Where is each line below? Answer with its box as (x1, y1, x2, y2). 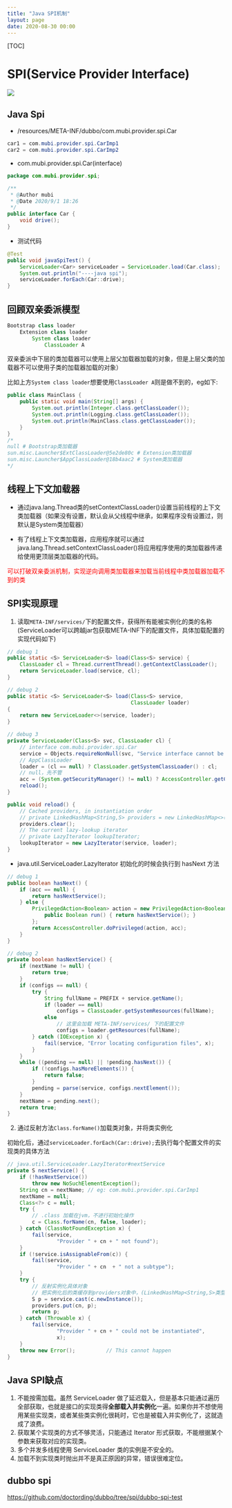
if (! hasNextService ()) (19, 1174, 88, 1181)
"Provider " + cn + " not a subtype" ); (56, 1264, 175, 1270)
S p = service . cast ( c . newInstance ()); (32, 1295, 144, 1302)
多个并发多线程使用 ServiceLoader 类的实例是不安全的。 (17, 1446, 178, 1454)
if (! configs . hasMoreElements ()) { (32, 1065, 135, 1072)
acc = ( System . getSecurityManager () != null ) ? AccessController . (19, 776, 215, 783)
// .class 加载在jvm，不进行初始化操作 (32, 1212, 135, 1219)
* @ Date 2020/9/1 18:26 (10, 197, 79, 204)
